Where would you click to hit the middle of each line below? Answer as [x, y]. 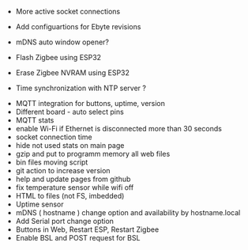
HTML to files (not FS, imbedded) [70, 196]
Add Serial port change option [65, 221]
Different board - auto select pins [70, 112]
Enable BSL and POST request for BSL [78, 238]
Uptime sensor [39, 204]
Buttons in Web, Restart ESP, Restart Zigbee [87, 229]
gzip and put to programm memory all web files [93, 154]
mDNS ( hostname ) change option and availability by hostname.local [128, 212]
